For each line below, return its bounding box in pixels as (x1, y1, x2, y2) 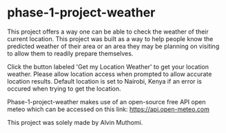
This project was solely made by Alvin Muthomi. (7, 118, 143, 126)
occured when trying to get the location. (7, 84, 122, 93)
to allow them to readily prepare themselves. (7, 49, 134, 58)
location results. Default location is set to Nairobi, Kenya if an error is (7, 77, 202, 85)
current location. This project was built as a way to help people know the (7, 34, 214, 43)
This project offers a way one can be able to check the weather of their (7, 27, 209, 36)
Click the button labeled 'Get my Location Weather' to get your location (7, 62, 209, 71)
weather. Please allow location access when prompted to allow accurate (7, 70, 212, 78)
